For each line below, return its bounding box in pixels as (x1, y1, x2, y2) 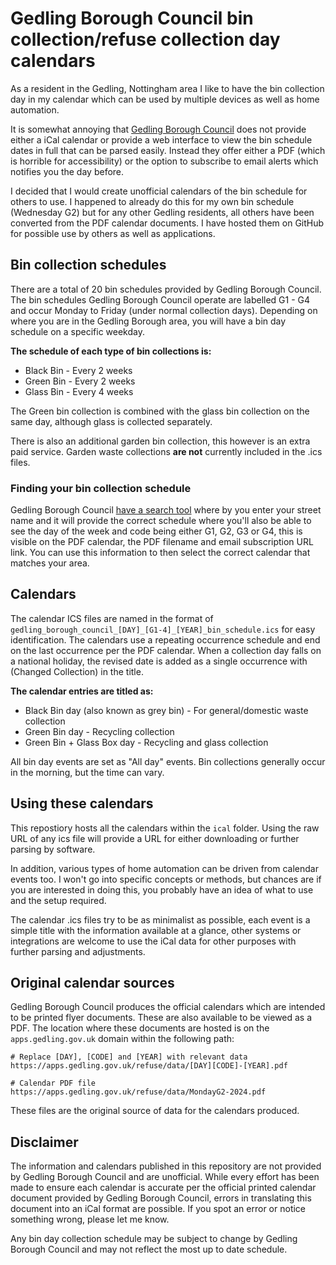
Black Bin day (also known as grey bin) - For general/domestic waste (24, 704, 309, 716)
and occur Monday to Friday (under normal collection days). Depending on (10, 304, 318, 316)
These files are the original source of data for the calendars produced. (10, 1105, 300, 1117)
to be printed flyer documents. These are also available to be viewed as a (10, 1012, 313, 1024)
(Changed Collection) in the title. (10, 665, 144, 677)
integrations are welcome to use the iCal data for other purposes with (10, 935, 297, 947)
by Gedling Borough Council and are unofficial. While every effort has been (10, 1171, 320, 1183)
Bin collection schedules (10, 257, 167, 274)
